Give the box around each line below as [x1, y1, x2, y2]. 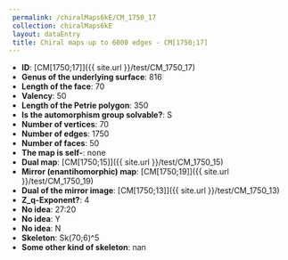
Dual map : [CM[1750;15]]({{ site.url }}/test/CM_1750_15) [21, 157, 224, 167]
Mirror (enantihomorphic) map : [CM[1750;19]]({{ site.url [21, 167, 229, 177]
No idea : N [21, 223, 62, 234]
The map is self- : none [21, 148, 106, 158]
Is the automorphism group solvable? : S [21, 110, 173, 120]
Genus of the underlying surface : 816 [21, 72, 162, 83]
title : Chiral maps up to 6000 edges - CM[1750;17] [12, 37, 209, 47]
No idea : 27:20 [21, 204, 77, 215]
